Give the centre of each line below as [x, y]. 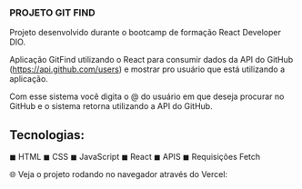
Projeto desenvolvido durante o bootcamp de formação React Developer [146, 33]
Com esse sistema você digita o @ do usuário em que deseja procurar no [147, 96]
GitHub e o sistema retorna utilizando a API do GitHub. [111, 106]
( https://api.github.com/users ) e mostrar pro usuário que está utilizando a [147, 69]
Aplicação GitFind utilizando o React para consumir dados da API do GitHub [151, 60]
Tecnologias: [47, 135]
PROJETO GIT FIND [52, 13]
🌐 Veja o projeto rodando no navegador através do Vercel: [119, 174]
